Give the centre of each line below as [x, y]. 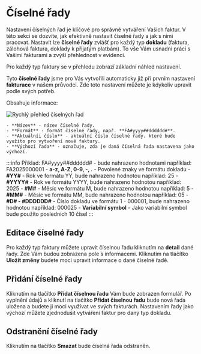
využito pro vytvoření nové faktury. [53, 141]
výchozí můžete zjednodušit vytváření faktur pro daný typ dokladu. [89, 313]
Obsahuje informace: [32, 103]
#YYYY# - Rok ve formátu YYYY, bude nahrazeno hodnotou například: [94, 182]
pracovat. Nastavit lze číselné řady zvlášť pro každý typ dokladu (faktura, [98, 42]
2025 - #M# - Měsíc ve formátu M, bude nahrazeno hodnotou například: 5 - [100, 188]
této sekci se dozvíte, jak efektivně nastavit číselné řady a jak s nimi [90, 35]
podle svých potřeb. [31, 91]
